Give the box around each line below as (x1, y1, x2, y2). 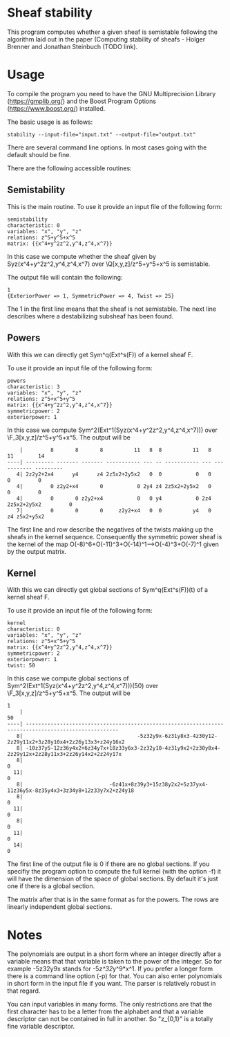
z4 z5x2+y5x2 (7, 513, 45, 520)
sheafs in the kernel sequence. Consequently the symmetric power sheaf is (7, 532, 222, 541)
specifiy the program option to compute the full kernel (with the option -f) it (7, 867, 221, 876)
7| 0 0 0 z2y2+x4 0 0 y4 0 (16, 507, 212, 514)
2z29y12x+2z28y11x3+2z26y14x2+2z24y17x (7, 751, 122, 758)
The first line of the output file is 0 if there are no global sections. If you (7, 860, 210, 868)
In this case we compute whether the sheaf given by (7, 252, 157, 260)
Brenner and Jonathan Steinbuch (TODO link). (7, 42, 138, 51)
